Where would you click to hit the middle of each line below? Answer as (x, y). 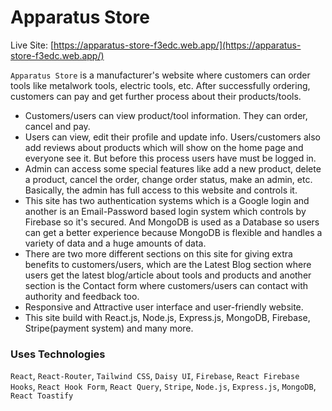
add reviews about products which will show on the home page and (164, 147)
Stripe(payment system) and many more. (109, 328)
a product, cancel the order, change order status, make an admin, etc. (168, 179)
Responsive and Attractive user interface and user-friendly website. (164, 307)
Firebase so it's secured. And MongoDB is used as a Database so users (172, 222)
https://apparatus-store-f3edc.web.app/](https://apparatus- (177, 45)
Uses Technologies (58, 354)
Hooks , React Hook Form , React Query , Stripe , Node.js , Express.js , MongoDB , (163, 387)
